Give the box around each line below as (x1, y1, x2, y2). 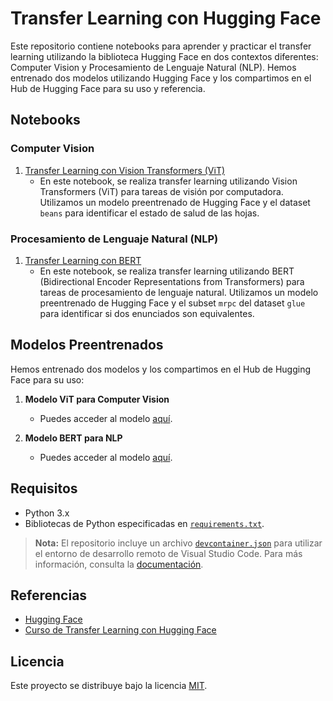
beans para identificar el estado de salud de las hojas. (39, 207, 260, 219)
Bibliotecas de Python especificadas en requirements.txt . (24, 517, 265, 529)
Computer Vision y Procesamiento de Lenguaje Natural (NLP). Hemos (10, 61, 297, 73)
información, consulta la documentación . (34, 558, 204, 570)
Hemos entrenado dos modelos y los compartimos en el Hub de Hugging (10, 363, 312, 375)
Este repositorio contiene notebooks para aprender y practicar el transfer (10, 40, 312, 52)
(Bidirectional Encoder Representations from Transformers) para (39, 275, 305, 287)
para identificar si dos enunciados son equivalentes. (39, 307, 255, 319)
